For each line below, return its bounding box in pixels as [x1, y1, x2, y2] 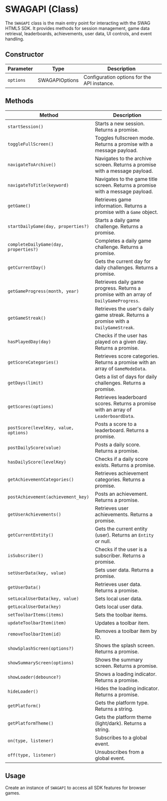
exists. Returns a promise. [95, 461, 156, 468]
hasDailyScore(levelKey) [7, 459, 67, 465]
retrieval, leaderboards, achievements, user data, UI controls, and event [5, 30, 152, 36]
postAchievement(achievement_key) [7, 494, 89, 500]
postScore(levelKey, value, [7, 425, 74, 430]
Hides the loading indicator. [95, 685, 160, 692]
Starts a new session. [95, 120, 145, 127]
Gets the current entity [95, 525, 148, 532]
